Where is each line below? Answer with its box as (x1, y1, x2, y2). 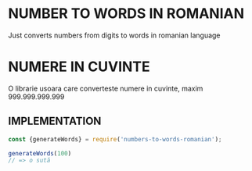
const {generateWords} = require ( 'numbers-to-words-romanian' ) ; (8, 135, 222, 143)
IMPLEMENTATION (8, 115, 102, 128)
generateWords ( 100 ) (8, 149, 72, 157)
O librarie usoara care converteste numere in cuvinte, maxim (8, 84, 203, 93)
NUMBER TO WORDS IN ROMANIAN (8, 5, 245, 23)
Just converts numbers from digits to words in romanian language (8, 30, 221, 40)
